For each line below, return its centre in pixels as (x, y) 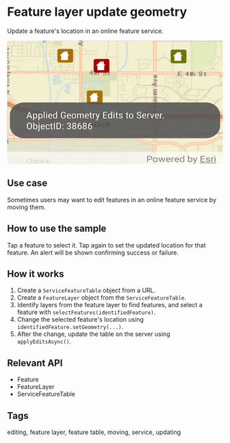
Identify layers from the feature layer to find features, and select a (110, 305)
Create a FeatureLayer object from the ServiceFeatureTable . (102, 298)
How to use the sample (57, 229)
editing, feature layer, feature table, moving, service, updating (94, 432)
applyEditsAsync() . (44, 342)
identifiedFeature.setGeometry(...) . (70, 327)
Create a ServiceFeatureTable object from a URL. (86, 290)
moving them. (26, 207)
